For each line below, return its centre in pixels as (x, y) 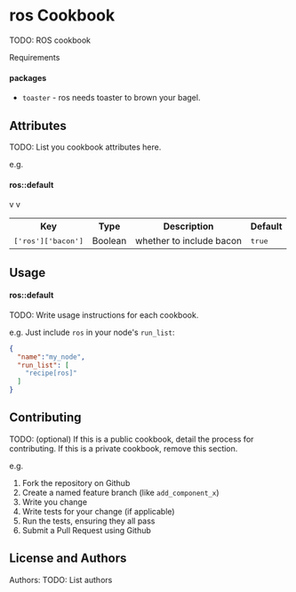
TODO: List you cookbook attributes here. (85, 147)
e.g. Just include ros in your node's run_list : (92, 332)
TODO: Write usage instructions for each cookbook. (104, 315)
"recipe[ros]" (51, 373)
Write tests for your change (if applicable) (98, 511)
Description (188, 226)
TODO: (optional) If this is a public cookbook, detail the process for (132, 439)
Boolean (109, 241)
